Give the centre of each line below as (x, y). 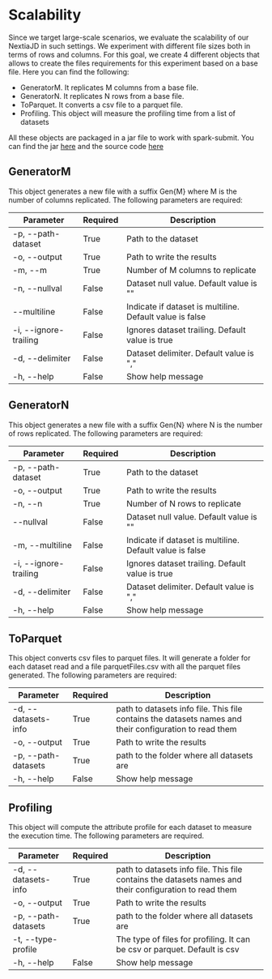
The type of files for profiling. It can (183, 939)
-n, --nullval (37, 288)
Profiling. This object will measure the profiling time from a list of (128, 113)
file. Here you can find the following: (69, 71)
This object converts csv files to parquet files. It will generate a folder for (130, 658)
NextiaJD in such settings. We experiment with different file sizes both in (130, 45)
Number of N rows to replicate (184, 503)
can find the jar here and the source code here (86, 146)
